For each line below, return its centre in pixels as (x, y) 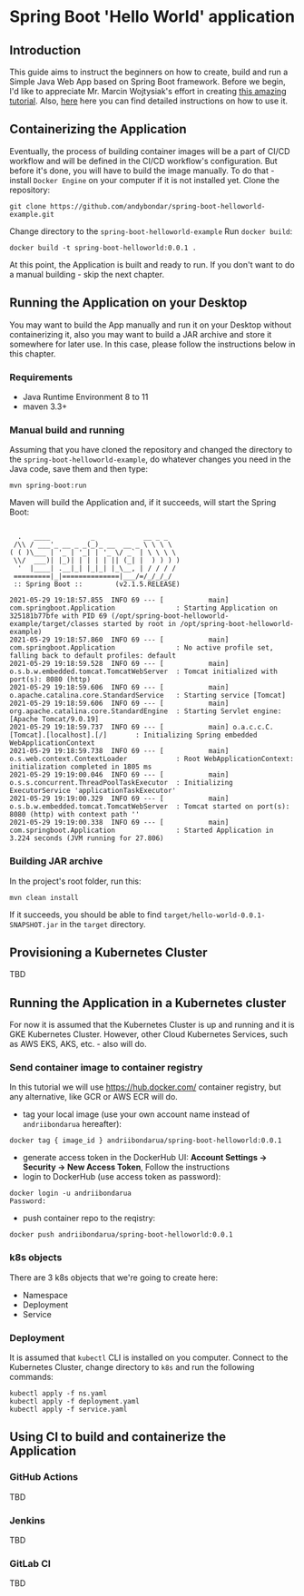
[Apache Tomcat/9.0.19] (54, 720)
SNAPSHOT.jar (34, 925)
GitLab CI (30, 1563)
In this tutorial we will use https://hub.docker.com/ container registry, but (145, 1087)
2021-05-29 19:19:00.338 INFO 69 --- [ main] (119, 823)
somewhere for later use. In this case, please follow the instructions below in (152, 344)
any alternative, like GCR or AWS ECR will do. (94, 1097)
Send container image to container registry (106, 1068)
